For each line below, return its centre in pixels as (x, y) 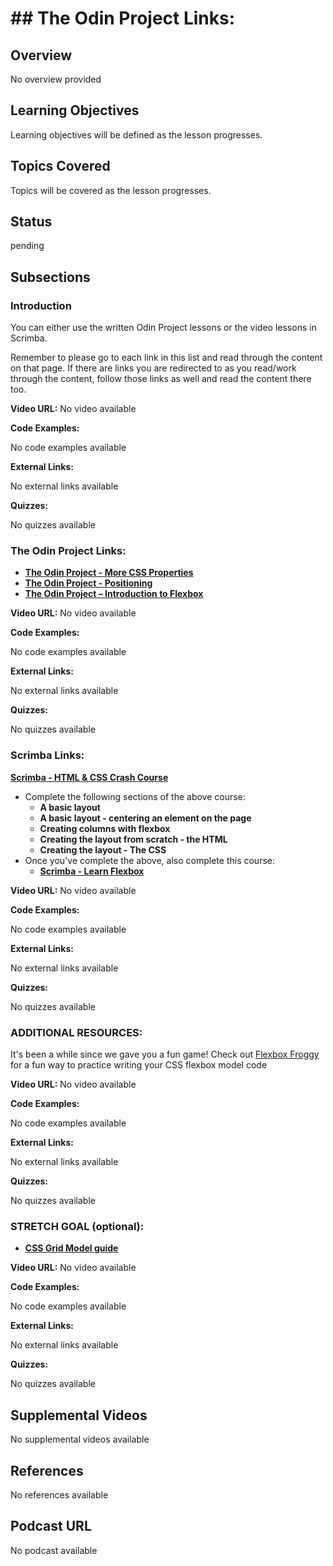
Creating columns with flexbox (105, 828)
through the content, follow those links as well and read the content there (161, 379)
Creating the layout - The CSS (103, 849)
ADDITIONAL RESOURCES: (76, 1032)
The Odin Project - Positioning (88, 583)
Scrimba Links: (47, 755)
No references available (59, 1494)
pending (27, 246)
